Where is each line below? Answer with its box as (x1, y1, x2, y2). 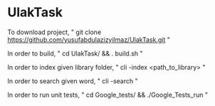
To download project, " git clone (7, 28, 102, 36)
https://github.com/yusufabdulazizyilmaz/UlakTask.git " (7, 35, 171, 43)
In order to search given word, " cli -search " (7, 76, 138, 85)
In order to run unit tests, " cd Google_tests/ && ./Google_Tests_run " (7, 90, 209, 99)
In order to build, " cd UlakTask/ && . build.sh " (7, 49, 144, 58)
